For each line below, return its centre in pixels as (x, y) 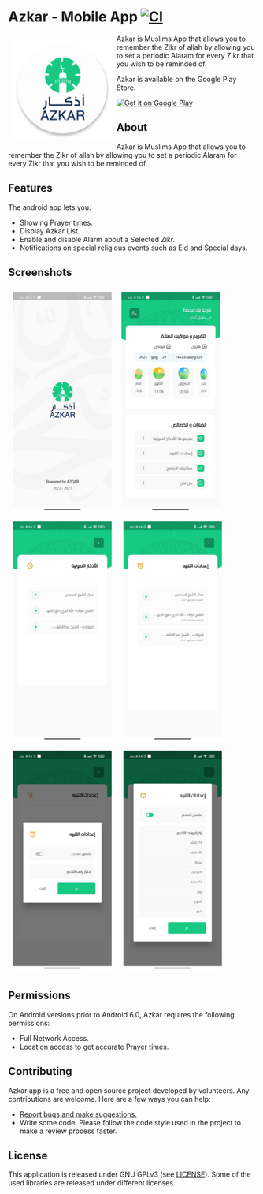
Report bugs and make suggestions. (78, 1114)
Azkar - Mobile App (73, 17)
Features (30, 188)
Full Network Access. (54, 1038)
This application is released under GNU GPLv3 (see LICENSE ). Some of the (130, 1174)
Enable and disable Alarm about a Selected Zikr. (97, 239)
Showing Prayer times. (56, 222)
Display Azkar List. (50, 231)
